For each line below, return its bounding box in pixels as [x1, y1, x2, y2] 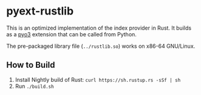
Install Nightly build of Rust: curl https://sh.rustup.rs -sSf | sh [15, 76, 181, 83]
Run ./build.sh [15, 82, 54, 90]
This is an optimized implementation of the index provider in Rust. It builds [6, 24, 192, 31]
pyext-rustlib [6, 4, 74, 18]
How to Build [6, 60, 56, 70]
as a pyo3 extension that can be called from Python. [6, 30, 137, 38]
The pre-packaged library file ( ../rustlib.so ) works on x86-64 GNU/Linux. [6, 42, 196, 50]
